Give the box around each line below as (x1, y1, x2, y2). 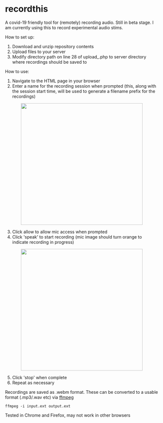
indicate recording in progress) (12, 239, 74, 245)
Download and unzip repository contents (12, 43, 94, 49)
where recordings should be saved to (12, 59, 87, 65)
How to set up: (5, 34, 35, 40)
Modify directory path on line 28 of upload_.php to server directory (12, 54, 146, 59)
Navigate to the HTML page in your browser (12, 78, 101, 84)
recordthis (5, 3, 48, 15)
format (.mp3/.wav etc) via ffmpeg (5, 394, 74, 400)
